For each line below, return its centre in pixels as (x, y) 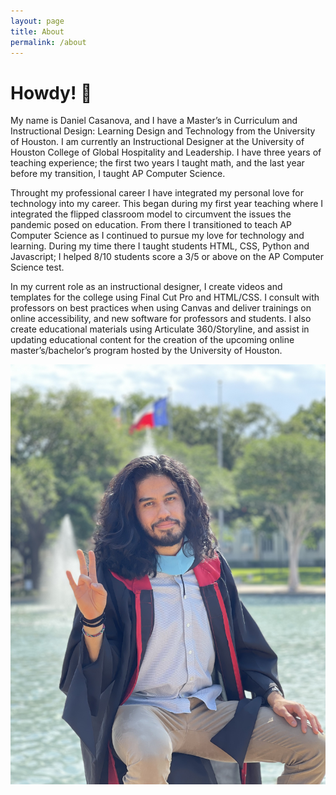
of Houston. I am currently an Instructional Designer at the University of (157, 142)
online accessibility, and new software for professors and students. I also (161, 319)
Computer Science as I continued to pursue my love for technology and (157, 236)
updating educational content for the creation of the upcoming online (152, 340)
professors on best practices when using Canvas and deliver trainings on (161, 308)
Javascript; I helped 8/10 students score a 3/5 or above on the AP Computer (167, 257)
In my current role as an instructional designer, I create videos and (146, 287)
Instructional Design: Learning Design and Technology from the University (163, 131)
